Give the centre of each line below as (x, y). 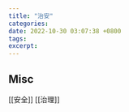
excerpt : (23, 46)
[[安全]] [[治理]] (34, 99)
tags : (17, 39)
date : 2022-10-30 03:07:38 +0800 (65, 31)
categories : (28, 24)
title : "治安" (31, 16)
